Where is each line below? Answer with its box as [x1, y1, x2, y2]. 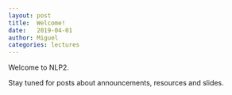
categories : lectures [8, 41, 80, 49]
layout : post [8, 11, 52, 20]
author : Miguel [8, 33, 59, 42]
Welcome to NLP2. [8, 63, 70, 72]
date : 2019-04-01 [8, 26, 73, 34]
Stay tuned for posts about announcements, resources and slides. [8, 78, 224, 88]
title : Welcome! [8, 19, 66, 27]
